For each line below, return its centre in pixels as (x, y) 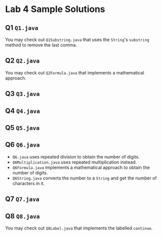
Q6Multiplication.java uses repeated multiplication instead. (74, 162)
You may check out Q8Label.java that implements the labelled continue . (79, 228)
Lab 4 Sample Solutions (55, 9)
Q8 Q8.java (22, 216)
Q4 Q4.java (22, 111)
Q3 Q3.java (22, 94)
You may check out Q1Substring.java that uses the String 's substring (77, 39)
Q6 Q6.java (22, 145)
